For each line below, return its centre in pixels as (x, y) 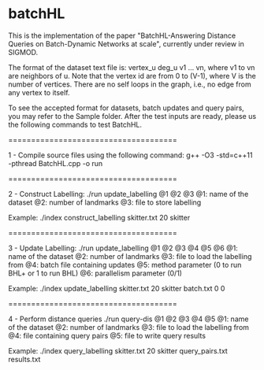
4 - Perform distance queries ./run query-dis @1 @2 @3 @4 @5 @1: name (128, 319)
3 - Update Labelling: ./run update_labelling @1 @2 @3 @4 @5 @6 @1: (123, 248)
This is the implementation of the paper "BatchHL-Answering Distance (122, 35)
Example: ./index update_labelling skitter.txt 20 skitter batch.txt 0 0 (117, 288)
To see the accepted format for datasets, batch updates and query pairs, (126, 108)
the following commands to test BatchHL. (75, 124)
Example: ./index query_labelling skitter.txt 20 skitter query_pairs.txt (118, 350)
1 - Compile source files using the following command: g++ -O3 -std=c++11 (130, 155)
